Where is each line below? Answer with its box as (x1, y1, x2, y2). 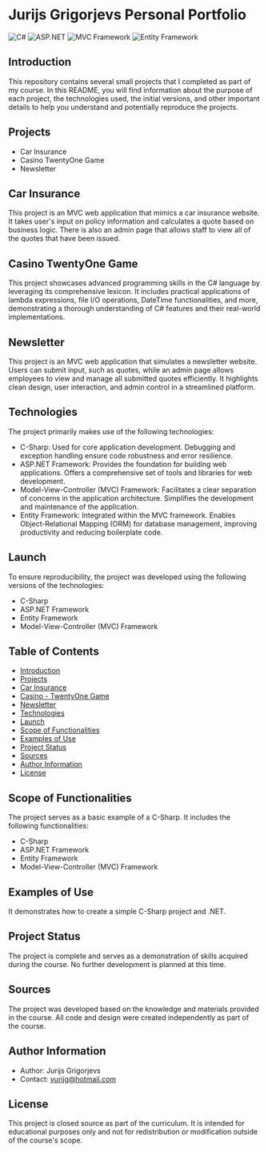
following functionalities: (8, 821, 90, 831)
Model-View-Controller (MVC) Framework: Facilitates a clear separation (19, 485, 257, 494)
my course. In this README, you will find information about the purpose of (8, 85, 254, 95)
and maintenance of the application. (19, 502, 139, 511)
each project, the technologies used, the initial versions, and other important (8, 94, 260, 103)
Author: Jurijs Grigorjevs (19, 1066, 102, 1075)
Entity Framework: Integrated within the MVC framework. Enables (19, 510, 236, 520)
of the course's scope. (8, 1135, 82, 1145)
